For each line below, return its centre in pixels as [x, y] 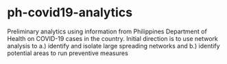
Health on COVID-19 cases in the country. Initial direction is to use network [112, 38]
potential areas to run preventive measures [68, 53]
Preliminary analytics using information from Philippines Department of [107, 31]
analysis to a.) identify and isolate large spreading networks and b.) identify [114, 46]
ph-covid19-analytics [70, 13]
